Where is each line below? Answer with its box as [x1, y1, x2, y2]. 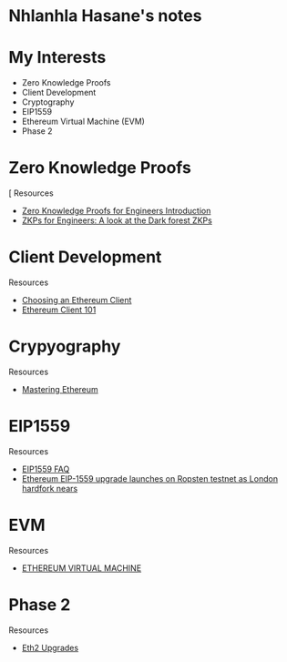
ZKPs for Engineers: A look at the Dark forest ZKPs [21, 215, 213, 226]
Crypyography [8, 336, 121, 357]
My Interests [8, 47, 107, 68]
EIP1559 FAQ [21, 463, 70, 474]
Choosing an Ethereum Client [21, 295, 132, 305]
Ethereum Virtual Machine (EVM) [21, 116, 145, 127]
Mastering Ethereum [21, 383, 99, 394]
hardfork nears [21, 483, 78, 494]
